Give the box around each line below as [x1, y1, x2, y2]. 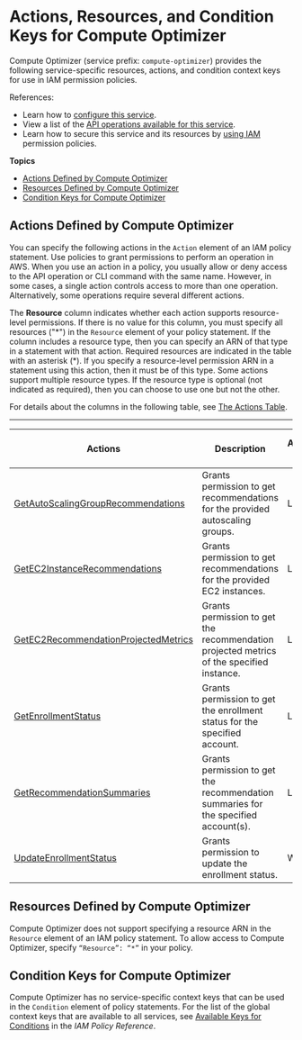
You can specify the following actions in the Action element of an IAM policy [9, 241, 292, 253]
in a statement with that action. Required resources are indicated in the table [9, 345, 292, 357]
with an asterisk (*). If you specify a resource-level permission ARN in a [9, 355, 274, 366]
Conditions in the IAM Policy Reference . [9, 1020, 156, 1032]
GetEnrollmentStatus [13, 710, 102, 722]
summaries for [201, 797, 263, 809]
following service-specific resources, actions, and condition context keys [9, 65, 281, 76]
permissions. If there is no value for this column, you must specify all [28, 317, 283, 328]
